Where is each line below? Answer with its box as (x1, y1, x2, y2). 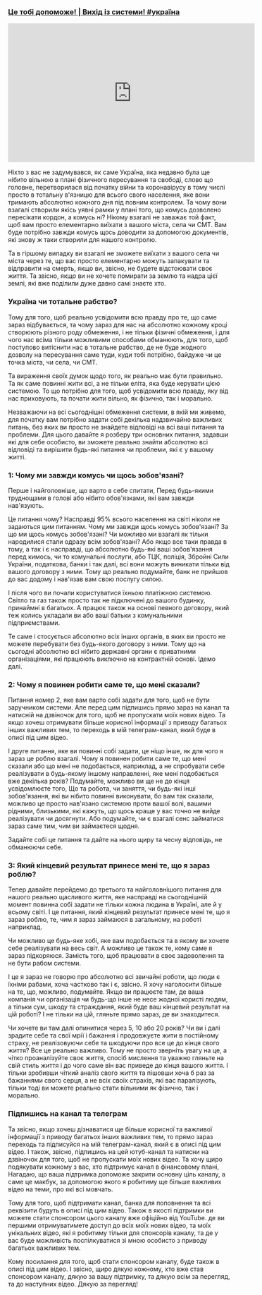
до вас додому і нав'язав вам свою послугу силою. (8, 575, 163, 583)
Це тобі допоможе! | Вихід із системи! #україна (8, 7, 180, 17)
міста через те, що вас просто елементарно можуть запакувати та (8, 257, 210, 265)
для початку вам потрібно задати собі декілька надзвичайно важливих (8, 415, 223, 423)
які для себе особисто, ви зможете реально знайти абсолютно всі (8, 437, 208, 446)
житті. (8, 452, 27, 461)
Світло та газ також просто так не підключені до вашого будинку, (8, 596, 206, 604)
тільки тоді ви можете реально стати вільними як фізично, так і (8, 1083, 199, 1093)
